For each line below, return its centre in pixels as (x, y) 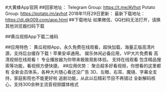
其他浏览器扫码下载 (25, 26)
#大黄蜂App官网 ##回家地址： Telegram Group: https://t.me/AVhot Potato (80, 7)
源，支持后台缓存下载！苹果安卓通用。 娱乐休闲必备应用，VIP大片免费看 (79, 53)
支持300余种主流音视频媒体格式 (46, 84)
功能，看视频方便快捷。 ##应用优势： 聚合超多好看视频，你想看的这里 (85, 66)
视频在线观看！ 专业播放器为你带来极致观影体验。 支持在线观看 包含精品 (83, 59)
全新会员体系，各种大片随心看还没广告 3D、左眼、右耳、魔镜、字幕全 (82, 72)
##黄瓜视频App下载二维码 (32, 37)
